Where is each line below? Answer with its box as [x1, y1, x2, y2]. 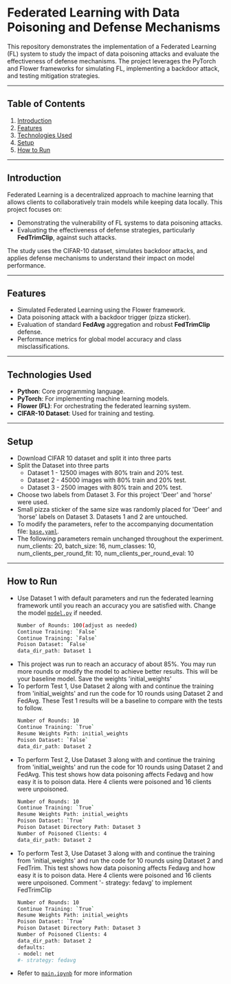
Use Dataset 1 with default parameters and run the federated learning [16, 594, 214, 602]
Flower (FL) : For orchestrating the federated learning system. [16, 402, 191, 410]
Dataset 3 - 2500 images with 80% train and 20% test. [27, 483, 183, 491]
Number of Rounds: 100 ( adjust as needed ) [16, 622, 138, 629]
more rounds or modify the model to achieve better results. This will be [16, 667, 218, 676]
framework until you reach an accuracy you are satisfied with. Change [16, 601, 217, 610]
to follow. [16, 704, 43, 712]
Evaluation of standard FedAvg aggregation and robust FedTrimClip [16, 321, 210, 329]
